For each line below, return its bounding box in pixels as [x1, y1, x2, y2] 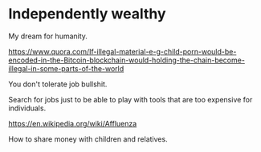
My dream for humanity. [8, 31, 88, 41]
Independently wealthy [8, 5, 166, 23]
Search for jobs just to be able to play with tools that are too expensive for [8, 94, 253, 104]
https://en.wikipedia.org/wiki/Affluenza [8, 118, 137, 128]
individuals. [8, 103, 47, 113]
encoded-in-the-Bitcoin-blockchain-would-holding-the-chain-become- [8, 55, 245, 65]
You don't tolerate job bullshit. [8, 79, 108, 89]
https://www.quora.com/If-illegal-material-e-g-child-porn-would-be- [8, 46, 237, 56]
